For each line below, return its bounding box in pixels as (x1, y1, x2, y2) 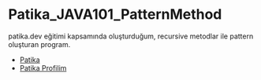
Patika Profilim (19, 63, 67, 72)
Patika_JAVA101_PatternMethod (8, 5, 222, 24)
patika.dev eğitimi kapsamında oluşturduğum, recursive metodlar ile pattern (8, 31, 254, 41)
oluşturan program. (8, 39, 71, 49)
